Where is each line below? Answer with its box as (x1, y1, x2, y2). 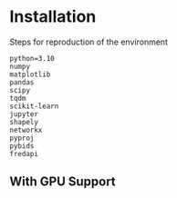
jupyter (9, 109, 39, 119)
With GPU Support (9, 174, 116, 190)
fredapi (9, 149, 39, 158)
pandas (9, 77, 35, 87)
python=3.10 (9, 54, 55, 63)
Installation (9, 6, 97, 27)
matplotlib (9, 70, 51, 79)
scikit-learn (9, 102, 59, 111)
